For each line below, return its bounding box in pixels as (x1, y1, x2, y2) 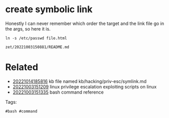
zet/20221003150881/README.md (5, 44, 70, 49)
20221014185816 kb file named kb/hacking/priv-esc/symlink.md (12, 78, 147, 84)
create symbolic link (5, 4, 93, 15)
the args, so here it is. (5, 25, 51, 32)
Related (5, 62, 38, 73)
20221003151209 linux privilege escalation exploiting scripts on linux (12, 83, 157, 90)
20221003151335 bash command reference (12, 89, 104, 95)
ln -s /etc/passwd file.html (5, 36, 67, 41)
